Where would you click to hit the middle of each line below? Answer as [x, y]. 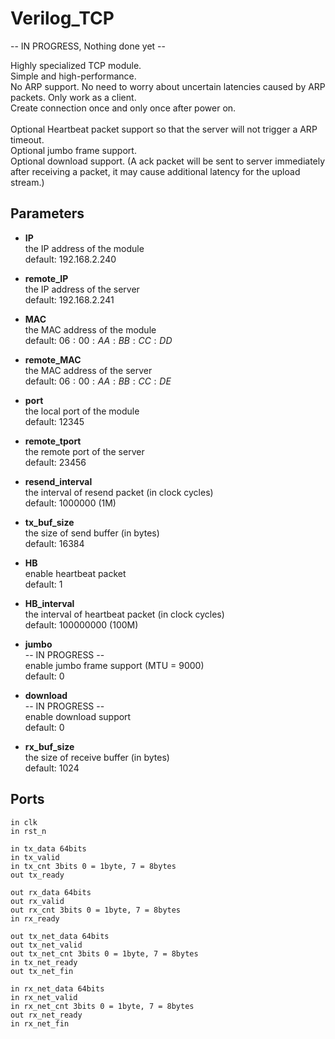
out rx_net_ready [46, 1015]
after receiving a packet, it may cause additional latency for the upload [155, 171]
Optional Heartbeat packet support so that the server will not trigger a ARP [164, 129]
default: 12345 [54, 421]
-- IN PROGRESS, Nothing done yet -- [88, 46]
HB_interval [49, 603]
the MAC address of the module [90, 329]
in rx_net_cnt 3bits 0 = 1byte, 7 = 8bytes [102, 1006]
